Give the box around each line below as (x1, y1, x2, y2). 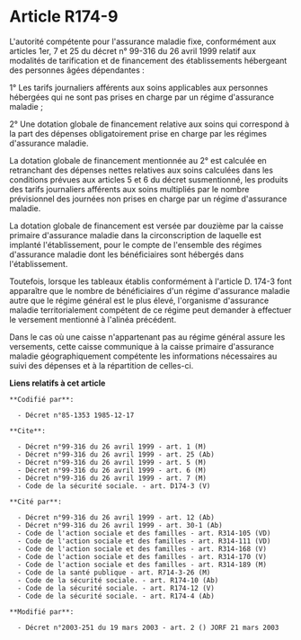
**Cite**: (9, 426, 47, 435)
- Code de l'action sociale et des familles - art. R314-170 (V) (17, 552, 268, 561)
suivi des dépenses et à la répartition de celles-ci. (9, 360, 194, 370)
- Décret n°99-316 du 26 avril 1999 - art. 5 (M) (17, 458, 207, 467)
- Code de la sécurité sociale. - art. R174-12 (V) (17, 583, 216, 592)
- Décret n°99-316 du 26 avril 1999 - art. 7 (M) (17, 474, 207, 483)
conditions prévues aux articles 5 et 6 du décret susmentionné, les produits (9, 173, 289, 185)
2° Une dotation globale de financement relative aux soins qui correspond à (9, 119, 290, 129)
